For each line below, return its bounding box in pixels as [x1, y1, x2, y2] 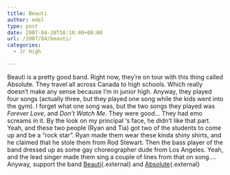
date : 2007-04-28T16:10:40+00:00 [7, 29, 103, 36]
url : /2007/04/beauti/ [7, 36, 72, 42]
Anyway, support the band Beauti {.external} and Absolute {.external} [7, 160, 200, 168]
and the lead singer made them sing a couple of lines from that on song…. [7, 152, 216, 161]
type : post [7, 23, 38, 29]
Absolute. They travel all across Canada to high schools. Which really [7, 80, 203, 88]
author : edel [7, 16, 45, 23]
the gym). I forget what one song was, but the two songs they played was [7, 102, 215, 110]
